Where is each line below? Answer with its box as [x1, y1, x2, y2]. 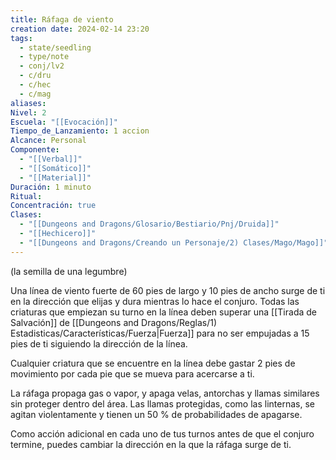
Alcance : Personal [10, 136, 87, 146]
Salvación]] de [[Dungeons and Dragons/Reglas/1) [10, 316, 218, 328]
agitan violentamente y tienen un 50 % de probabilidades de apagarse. [10, 408, 303, 420]
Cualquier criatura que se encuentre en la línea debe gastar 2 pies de [10, 357, 296, 369]
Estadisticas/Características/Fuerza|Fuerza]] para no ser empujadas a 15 [10, 327, 310, 339]
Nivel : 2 [10, 107, 47, 118]
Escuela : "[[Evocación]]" [10, 117, 118, 127]
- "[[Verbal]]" [19, 154, 83, 164]
